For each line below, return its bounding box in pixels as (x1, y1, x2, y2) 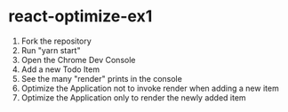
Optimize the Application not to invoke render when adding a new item (20, 83, 279, 93)
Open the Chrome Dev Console (20, 54, 136, 65)
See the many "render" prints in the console (20, 73, 183, 84)
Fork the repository (20, 36, 92, 46)
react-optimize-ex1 (8, 6, 153, 27)
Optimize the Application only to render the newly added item (20, 92, 246, 103)
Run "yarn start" (20, 44, 81, 55)
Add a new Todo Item (20, 64, 100, 75)
